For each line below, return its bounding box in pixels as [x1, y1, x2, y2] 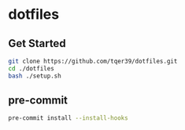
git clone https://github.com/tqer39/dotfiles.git [8, 57, 178, 65]
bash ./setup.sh [8, 72, 61, 80]
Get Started [8, 37, 66, 50]
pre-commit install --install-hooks [8, 114, 128, 122]
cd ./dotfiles [8, 64, 55, 72]
